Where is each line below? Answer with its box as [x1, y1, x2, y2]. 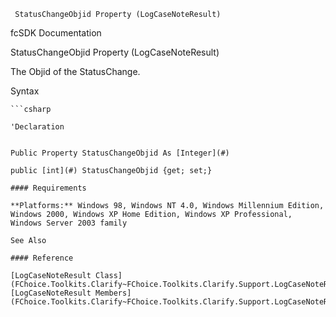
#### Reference [10, 253, 74, 263]
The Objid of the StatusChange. [10, 66, 141, 77]
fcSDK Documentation [10, 27, 102, 39]
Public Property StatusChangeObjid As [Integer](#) [10, 148, 230, 158]
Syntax [10, 85, 40, 97]
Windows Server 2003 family [10, 218, 128, 228]
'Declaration [10, 122, 65, 132]
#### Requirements [10, 183, 87, 193]
